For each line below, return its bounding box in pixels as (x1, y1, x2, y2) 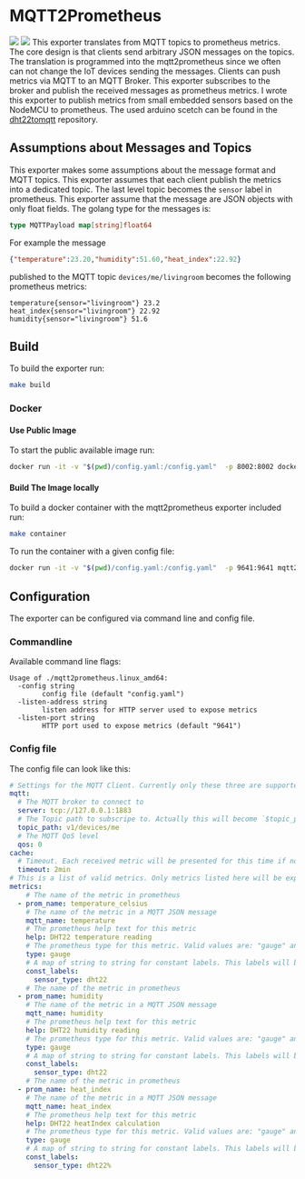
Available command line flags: (9, 656, 122, 667)
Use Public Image (9, 425, 77, 435)
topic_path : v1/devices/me (17, 823, 120, 832)
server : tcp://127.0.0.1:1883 (17, 806, 132, 815)
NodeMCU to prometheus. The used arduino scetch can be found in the (9, 104, 279, 115)
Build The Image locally (9, 482, 100, 493)
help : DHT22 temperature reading (25, 933, 152, 942)
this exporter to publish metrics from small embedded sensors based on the (9, 95, 293, 105)
